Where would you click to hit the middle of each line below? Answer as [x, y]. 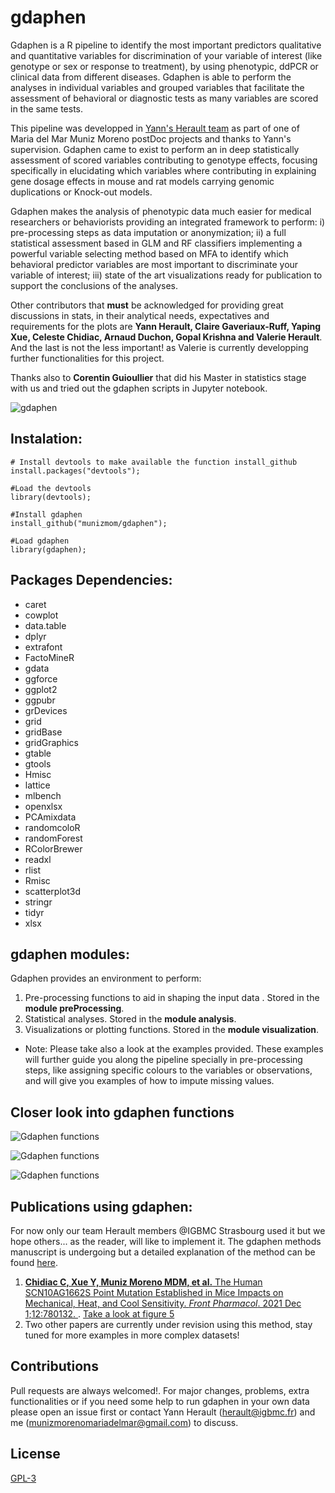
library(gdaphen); [48, 549]
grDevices [46, 710]
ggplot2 [41, 689]
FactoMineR [49, 657]
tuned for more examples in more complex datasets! [132, 1335]
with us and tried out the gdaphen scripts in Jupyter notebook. [139, 388]
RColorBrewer [53, 848]
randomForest [53, 838]
